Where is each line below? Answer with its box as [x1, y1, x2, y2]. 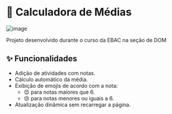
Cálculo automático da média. [14, 75, 88, 83]
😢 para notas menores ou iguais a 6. [23, 94, 114, 102]
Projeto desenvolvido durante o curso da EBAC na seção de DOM [6, 36, 167, 43]
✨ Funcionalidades [6, 53, 77, 64]
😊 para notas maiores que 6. [23, 88, 95, 96]
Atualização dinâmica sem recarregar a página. [14, 101, 131, 108]
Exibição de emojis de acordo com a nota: [14, 82, 118, 89]
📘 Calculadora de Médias [6, 5, 132, 19]
